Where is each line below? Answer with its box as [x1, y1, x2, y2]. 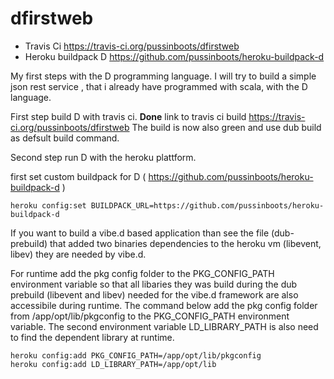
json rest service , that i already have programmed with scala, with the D [10, 80, 308, 92]
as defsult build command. [10, 132, 120, 144]
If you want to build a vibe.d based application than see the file [10, 227, 270, 239]
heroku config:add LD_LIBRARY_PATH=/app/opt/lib [10, 359, 217, 369]
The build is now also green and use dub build [131, 121, 322, 133]
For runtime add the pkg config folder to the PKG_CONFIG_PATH [10, 267, 275, 279]
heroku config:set [10, 200, 87, 211]
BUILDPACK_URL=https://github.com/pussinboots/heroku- [90, 200, 325, 211]
